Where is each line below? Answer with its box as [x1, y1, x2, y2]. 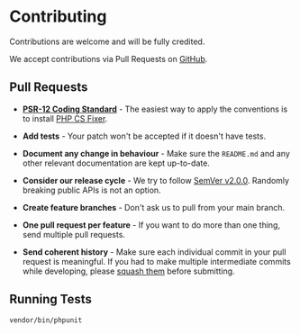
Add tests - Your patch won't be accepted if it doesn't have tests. [22, 131, 267, 141]
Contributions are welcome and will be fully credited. [9, 36, 205, 47]
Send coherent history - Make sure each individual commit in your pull [22, 246, 286, 257]
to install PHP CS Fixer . [22, 113, 108, 123]
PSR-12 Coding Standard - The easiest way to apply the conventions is [22, 104, 288, 114]
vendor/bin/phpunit [9, 315, 83, 325]
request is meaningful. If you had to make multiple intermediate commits [22, 256, 291, 266]
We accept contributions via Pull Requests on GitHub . [9, 53, 208, 64]
